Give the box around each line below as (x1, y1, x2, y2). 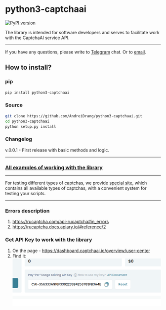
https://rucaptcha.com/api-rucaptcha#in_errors (12, 219, 109, 225)
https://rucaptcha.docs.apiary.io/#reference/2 (12, 224, 106, 230)
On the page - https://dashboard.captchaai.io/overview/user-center (12, 248, 151, 254)
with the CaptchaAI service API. (5, 35, 70, 41)
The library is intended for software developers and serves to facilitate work (5, 29, 160, 35)
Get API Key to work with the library (5, 236, 92, 243)
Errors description (5, 207, 50, 214)
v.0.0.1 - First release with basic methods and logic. (5, 147, 110, 153)
